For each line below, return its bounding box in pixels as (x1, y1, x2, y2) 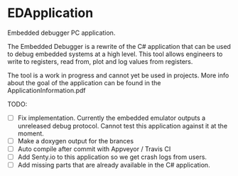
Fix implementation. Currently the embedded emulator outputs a (17, 114, 206, 122)
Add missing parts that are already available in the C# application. (17, 161, 211, 170)
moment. (17, 129, 44, 138)
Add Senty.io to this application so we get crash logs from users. (17, 153, 207, 161)
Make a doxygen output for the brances (17, 137, 134, 145)
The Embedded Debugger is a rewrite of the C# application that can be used (7, 42, 231, 50)
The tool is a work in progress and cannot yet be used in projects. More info (7, 71, 229, 79)
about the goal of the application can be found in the (7, 78, 161, 87)
